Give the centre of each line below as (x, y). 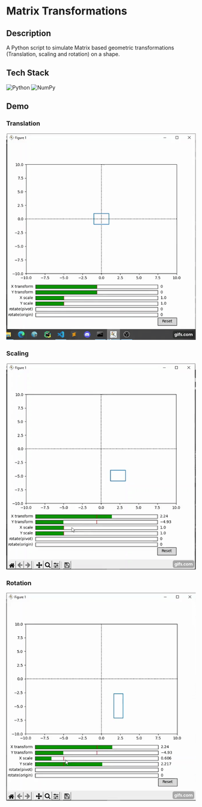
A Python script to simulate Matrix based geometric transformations (90, 48)
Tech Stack (28, 73)
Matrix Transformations (67, 11)
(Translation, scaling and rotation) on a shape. (63, 54)
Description (29, 33)
